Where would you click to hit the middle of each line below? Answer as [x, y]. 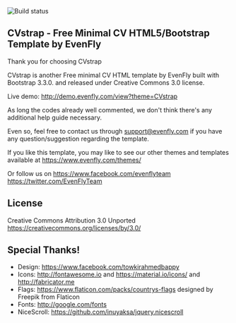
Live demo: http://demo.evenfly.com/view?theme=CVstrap [93, 96]
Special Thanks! [43, 250]
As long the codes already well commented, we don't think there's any [110, 110]
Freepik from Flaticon [48, 297]
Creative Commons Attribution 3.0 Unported [72, 220]
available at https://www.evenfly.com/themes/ [74, 160]
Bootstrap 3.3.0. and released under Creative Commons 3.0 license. [106, 82]
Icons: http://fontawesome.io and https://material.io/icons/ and [108, 274]
